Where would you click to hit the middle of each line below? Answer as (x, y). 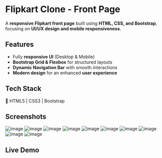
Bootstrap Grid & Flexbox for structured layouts (62, 62)
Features (19, 45)
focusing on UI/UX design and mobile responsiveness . (63, 28)
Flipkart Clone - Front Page (63, 9)
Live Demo (22, 150)
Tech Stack (23, 89)
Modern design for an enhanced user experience (65, 73)
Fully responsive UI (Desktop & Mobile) (54, 57)
